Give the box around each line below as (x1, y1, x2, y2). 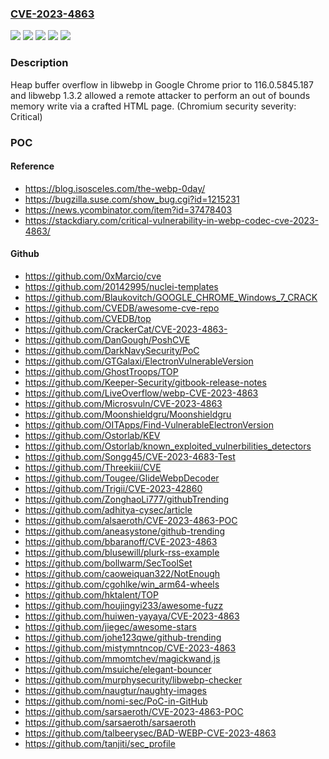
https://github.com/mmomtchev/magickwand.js (24, 652, 221, 664)
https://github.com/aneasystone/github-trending (24, 525, 225, 537)
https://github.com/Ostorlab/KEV (24, 429, 161, 441)
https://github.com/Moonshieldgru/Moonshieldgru (24, 408, 232, 420)
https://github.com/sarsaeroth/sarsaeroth (24, 716, 197, 728)
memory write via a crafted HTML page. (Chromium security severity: (10, 100, 297, 112)
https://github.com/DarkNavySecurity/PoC (24, 344, 200, 356)
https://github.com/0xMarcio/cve (24, 270, 162, 282)
